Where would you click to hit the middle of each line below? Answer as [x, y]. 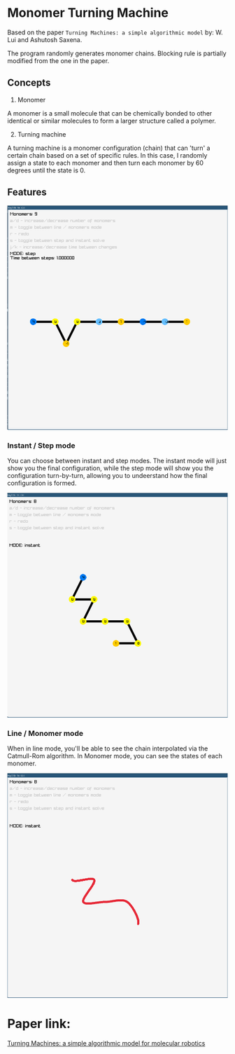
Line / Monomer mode [45, 733]
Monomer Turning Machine [88, 13]
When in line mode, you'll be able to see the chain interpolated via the [108, 748]
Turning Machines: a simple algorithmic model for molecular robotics [106, 1043]
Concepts [29, 83]
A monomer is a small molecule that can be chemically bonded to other [110, 113]
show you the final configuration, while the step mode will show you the [111, 468]
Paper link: [39, 1024]
